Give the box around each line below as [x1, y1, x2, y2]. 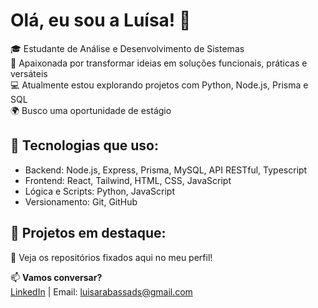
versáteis [10, 67, 48, 79]
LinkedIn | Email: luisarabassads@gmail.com [10, 285, 193, 298]
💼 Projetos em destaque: [10, 225, 167, 242]
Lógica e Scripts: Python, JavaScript [24, 185, 176, 197]
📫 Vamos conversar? [10, 271, 103, 283]
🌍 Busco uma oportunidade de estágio [10, 104, 172, 116]
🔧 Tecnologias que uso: [10, 137, 159, 154]
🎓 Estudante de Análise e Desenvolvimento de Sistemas [10, 42, 245, 54]
